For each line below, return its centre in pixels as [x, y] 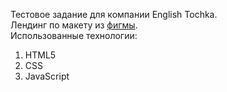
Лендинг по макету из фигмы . [74, 25]
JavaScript [47, 76]
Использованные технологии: [74, 35]
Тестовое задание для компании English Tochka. [114, 14]
